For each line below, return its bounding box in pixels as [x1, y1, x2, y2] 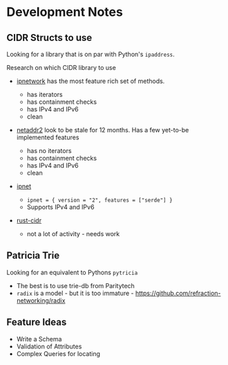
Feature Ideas [6, 317, 67, 328]
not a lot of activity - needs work [26, 230, 120, 238]
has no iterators [26, 147, 72, 154]
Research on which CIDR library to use [6, 64, 117, 71]
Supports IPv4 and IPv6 [26, 203, 95, 211]
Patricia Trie [6, 250, 60, 262]
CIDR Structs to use [6, 32, 93, 44]
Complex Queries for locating [16, 349, 101, 357]
